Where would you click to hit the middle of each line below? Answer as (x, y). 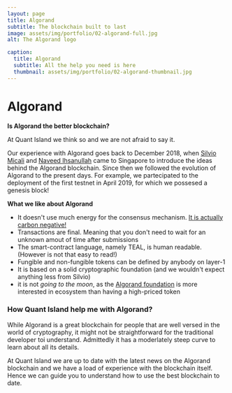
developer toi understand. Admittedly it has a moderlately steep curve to (111, 339)
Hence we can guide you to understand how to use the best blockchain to (114, 376)
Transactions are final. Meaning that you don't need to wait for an (111, 232)
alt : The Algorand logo (42, 40)
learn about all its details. (43, 347)
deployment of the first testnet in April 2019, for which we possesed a (107, 183)
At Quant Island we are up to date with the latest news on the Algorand (109, 360)
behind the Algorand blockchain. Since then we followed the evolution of (112, 168)
